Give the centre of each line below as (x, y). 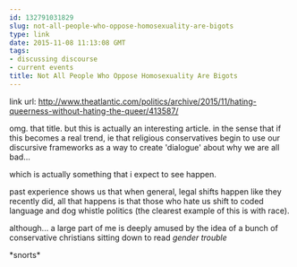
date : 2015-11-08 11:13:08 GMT (68, 43)
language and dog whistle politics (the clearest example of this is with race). (149, 211)
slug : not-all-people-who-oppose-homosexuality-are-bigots (122, 26)
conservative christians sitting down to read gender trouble (119, 237)
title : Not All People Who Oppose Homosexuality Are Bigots (124, 76)
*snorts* (25, 254)
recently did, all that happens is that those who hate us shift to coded (136, 201)
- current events (42, 68)
